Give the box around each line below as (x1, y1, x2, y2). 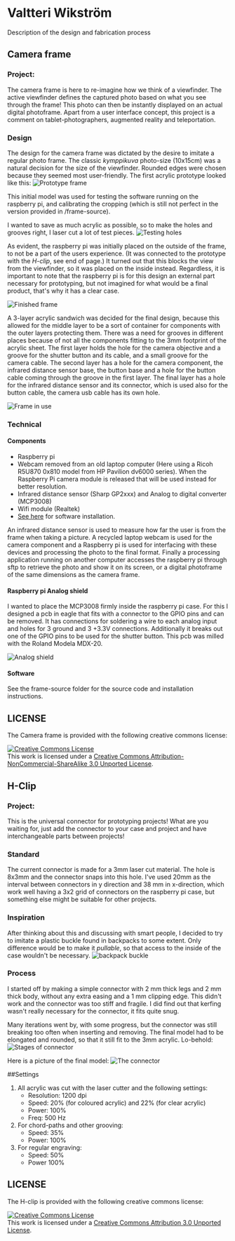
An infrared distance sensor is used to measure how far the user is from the (7, 526, 227, 534)
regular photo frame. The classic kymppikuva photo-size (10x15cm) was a (7, 156, 221, 164)
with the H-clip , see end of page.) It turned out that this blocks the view (7, 256, 214, 265)
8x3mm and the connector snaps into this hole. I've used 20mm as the (7, 872, 211, 882)
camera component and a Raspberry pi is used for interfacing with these (7, 540, 217, 549)
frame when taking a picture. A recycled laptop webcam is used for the (7, 533, 213, 542)
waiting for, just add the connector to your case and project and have (7, 824, 207, 832)
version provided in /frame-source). (7, 207, 111, 215)
